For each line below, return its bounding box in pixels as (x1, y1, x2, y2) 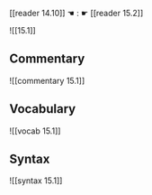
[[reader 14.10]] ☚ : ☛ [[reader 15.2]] (9, 8, 144, 18)
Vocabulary (9, 101, 76, 116)
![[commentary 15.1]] (9, 75, 85, 86)
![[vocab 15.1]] (9, 125, 61, 136)
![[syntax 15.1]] (9, 175, 63, 186)
